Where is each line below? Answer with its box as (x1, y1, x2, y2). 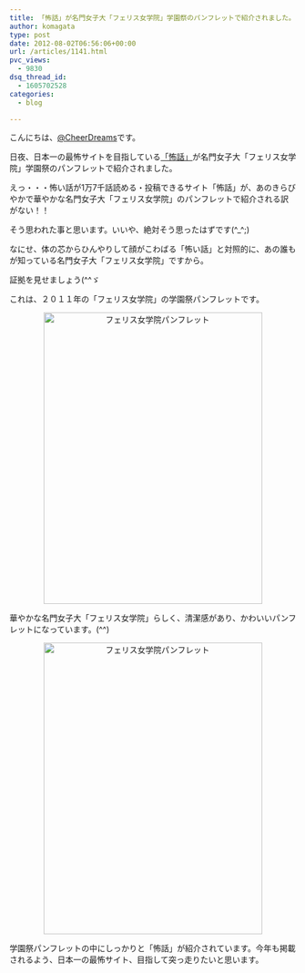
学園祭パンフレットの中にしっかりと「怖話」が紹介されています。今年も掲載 (9, 943, 296, 954)
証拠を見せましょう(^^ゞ (9, 274, 100, 285)
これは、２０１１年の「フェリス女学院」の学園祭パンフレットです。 (9, 293, 264, 305)
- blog (17, 97, 43, 108)
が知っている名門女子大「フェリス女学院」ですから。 (9, 255, 209, 266)
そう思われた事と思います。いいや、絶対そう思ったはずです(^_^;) (9, 224, 250, 235)
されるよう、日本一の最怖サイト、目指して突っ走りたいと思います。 (9, 954, 264, 966)
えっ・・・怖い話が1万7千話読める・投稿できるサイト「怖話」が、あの (9, 182, 272, 193)
